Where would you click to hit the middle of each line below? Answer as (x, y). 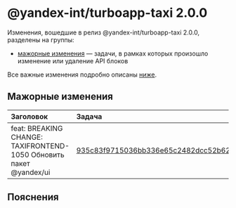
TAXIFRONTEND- (40, 145)
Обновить (47, 155)
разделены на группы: (41, 39)
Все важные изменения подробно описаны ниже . (82, 74)
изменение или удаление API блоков (73, 60)
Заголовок (29, 116)
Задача (89, 116)
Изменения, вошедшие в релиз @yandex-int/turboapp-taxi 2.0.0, (104, 32)
